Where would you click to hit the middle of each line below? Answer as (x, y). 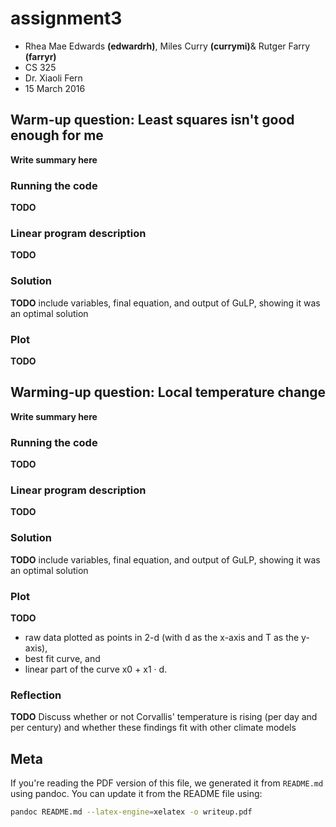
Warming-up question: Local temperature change (168, 392)
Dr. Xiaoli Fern (53, 78)
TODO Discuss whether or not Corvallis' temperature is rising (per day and (164, 717)
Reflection (36, 695)
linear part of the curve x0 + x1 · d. (96, 669)
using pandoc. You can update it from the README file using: (136, 794)
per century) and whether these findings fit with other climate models (153, 728)
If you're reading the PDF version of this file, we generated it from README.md (167, 783)
